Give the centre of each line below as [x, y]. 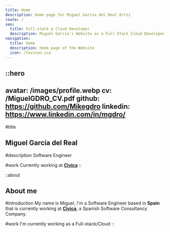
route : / [15, 19]
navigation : [18, 39]
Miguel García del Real [41, 143]
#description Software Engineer [39, 155]
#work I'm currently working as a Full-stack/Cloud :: [60, 224]
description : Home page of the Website [52, 48]
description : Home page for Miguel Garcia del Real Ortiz [68, 15]
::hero [15, 73]
